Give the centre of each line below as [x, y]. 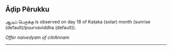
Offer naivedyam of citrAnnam [37, 37]
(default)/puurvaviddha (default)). [41, 27]
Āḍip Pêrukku [27, 9]
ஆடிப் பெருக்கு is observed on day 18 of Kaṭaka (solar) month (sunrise [78, 21]
